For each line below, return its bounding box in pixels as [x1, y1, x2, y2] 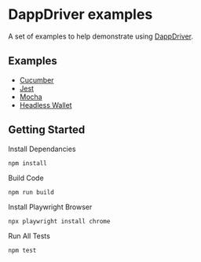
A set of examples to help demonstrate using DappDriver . [8, 31, 194, 41]
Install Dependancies [8, 144, 76, 153]
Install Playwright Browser [8, 202, 93, 212]
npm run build [8, 188, 55, 196]
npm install [8, 159, 47, 167]
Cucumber [19, 75, 54, 84]
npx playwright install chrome [8, 217, 111, 225]
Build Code [8, 173, 45, 183]
